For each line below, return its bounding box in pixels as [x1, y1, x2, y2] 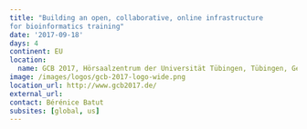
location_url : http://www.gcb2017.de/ [9, 81, 157, 90]
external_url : [9, 89, 64, 98]
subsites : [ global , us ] [9, 106, 101, 115]
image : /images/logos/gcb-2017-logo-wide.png [9, 73, 185, 82]
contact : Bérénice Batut [9, 97, 104, 107]
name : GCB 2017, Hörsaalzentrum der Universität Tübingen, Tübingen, [17, 64, 288, 74]
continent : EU [9, 47, 64, 56]
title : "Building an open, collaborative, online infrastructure [9, 13, 263, 23]
